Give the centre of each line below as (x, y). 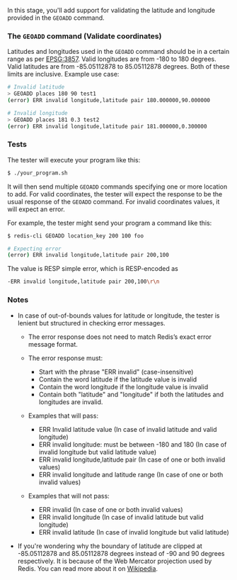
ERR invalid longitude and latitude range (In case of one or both (131, 474)
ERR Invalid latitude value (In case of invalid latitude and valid (128, 429)
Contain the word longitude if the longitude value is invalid (123, 386)
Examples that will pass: (63, 416)
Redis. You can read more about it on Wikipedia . (87, 568)
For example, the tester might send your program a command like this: (110, 223)
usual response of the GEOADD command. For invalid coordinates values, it (114, 201)
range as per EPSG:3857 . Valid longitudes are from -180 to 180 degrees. (112, 59)
